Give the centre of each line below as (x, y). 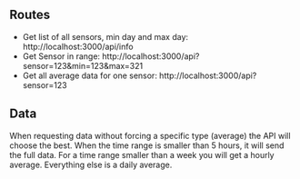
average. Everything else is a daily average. (91, 164)
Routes (30, 15)
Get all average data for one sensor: (90, 75)
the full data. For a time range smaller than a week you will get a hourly (142, 154)
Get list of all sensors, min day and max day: (105, 36)
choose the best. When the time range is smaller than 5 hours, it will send (147, 145)
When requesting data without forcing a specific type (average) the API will (150, 135)
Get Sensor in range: (61, 56)
